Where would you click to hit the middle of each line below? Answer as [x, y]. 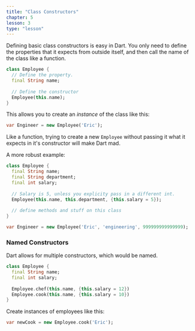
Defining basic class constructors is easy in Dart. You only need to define [97, 46]
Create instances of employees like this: [55, 311]
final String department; [44, 177]
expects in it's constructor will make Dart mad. [63, 143]
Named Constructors [37, 242]
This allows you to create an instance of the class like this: [78, 114]
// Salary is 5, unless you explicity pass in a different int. [93, 194]
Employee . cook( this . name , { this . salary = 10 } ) [71, 294]
